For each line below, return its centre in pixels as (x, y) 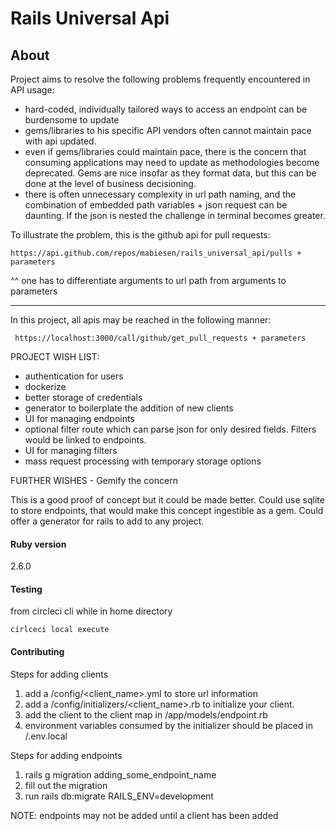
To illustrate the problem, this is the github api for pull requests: (140, 235)
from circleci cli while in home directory (91, 611)
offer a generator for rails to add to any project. (107, 521)
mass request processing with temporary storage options (143, 461)
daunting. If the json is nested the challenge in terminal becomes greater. (175, 215)
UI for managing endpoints (79, 418)
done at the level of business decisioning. (110, 183)
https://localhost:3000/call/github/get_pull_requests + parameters (160, 338)
